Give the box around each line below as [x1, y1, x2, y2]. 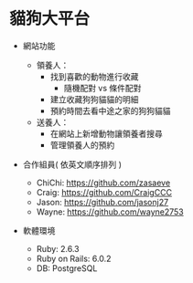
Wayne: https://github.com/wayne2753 [36, 206, 185, 217]
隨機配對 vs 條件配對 [63, 82, 142, 93]
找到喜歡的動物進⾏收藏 [49, 70, 139, 82]
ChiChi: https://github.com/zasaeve [36, 177, 171, 188]
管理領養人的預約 [49, 139, 115, 151]
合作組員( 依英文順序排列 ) [22, 159, 122, 170]
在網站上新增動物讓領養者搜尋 [49, 128, 163, 139]
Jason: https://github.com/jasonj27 [36, 196, 169, 207]
